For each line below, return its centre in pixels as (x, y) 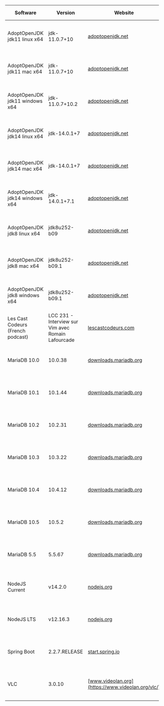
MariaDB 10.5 (24, 522)
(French (17, 331)
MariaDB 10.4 (24, 490)
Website (124, 13)
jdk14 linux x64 (25, 136)
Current (16, 590)
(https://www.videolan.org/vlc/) (124, 687)
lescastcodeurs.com (111, 328)
